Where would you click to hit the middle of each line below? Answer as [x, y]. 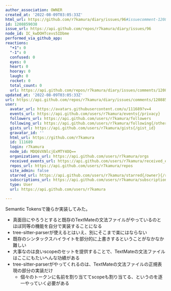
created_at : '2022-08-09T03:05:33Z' [44, 15]
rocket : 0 [20, 81]
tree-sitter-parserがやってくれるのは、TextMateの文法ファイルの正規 [85, 264]
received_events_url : [33, 161]
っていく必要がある [49, 283]
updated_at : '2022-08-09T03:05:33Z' [44, 95]
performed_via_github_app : [34, 39]
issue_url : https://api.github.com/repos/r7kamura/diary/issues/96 [78, 29]
